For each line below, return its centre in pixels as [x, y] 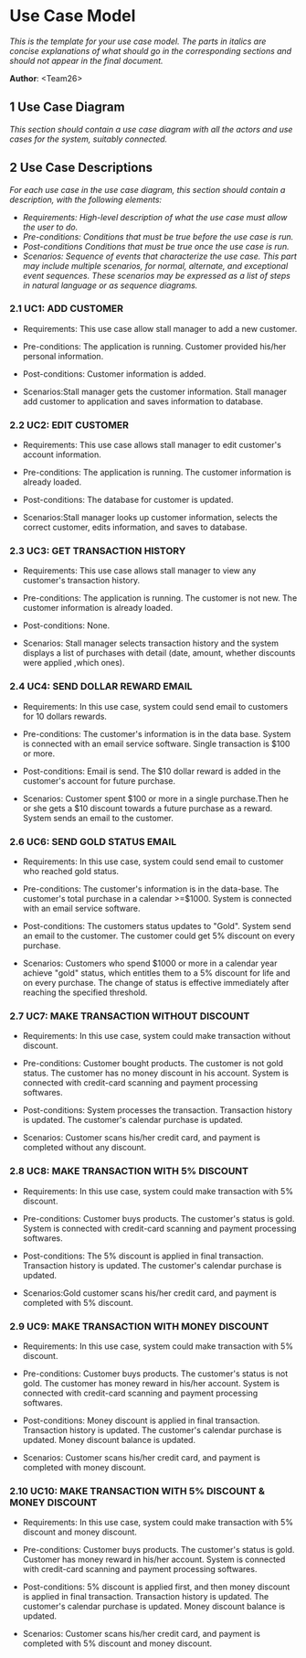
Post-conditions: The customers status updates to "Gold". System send [157, 926]
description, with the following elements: [86, 199]
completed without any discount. [84, 1148]
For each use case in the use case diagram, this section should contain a [148, 189]
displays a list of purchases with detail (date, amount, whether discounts [159, 653]
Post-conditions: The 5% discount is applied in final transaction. [143, 1256]
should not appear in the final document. [86, 60]
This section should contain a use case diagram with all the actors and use [151, 129]
